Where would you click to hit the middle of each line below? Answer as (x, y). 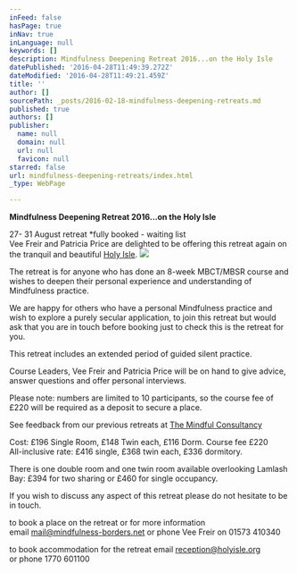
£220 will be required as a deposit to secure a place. (106, 408)
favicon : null (43, 159)
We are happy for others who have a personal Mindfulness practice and (141, 308)
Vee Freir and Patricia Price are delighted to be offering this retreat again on (148, 244)
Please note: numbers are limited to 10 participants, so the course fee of (141, 398)
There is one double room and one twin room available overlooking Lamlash (148, 469)
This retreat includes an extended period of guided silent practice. (131, 354)
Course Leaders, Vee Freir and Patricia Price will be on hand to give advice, (148, 371)
